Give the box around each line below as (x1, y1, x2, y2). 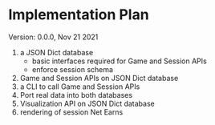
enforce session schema (31, 64, 114, 74)
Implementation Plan (8, 6, 150, 24)
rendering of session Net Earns (19, 107, 124, 117)
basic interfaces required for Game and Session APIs (31, 56, 207, 66)
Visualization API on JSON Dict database (19, 99, 155, 108)
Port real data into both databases (19, 90, 133, 99)
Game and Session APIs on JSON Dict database (19, 73, 179, 83)
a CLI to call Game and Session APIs (19, 82, 140, 91)
